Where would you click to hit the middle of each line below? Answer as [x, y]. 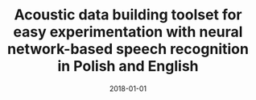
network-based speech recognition [128, 49]
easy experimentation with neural [128, 32]
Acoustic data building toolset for [128, 15]
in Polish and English [128, 67]
